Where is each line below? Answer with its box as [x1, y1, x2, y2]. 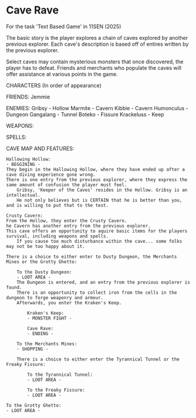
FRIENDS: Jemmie [6, 93, 50, 100]
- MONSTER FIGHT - [27, 315, 72, 321]
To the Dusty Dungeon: [16, 269, 72, 275]
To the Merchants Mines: [16, 341, 77, 346]
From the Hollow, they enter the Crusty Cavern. [6, 218, 127, 223]
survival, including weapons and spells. [6, 233, 109, 239]
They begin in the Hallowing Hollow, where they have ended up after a [6, 166, 185, 172]
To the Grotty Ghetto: [6, 402, 62, 408]
